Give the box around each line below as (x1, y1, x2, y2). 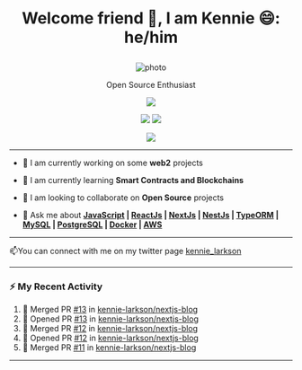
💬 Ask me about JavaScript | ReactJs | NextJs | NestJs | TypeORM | (22, 210, 280, 221)
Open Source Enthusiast (106, 80, 196, 91)
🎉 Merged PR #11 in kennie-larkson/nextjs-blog (22, 342, 197, 353)
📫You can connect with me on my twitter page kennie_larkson (9, 246, 242, 257)
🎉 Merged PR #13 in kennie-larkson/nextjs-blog (22, 304, 199, 315)
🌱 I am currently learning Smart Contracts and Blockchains (22, 175, 244, 186)
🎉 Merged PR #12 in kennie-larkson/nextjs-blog (22, 323, 199, 334)
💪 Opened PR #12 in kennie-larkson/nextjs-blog (22, 332, 200, 344)
